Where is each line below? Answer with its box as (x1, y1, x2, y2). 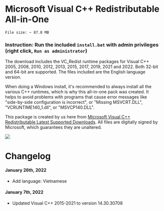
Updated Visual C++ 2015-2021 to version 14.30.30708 (12, 200, 123, 206)
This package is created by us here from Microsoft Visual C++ (5, 114, 131, 120)
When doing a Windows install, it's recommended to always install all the (5, 84, 152, 90)
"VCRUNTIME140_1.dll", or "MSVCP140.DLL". (5, 104, 94, 111)
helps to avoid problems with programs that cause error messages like (5, 94, 147, 100)
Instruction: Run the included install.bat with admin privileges (5, 41, 159, 48)
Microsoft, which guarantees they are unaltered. (5, 124, 102, 130)
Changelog (5, 151, 51, 162)
